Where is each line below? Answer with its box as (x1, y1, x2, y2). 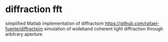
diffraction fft (5, 4, 62, 15)
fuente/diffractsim (5, 25, 43, 31)
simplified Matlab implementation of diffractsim (5, 20, 104, 26)
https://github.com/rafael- (105, 20, 159, 26)
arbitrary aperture (5, 31, 43, 37)
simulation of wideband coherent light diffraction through (44, 25, 163, 31)
